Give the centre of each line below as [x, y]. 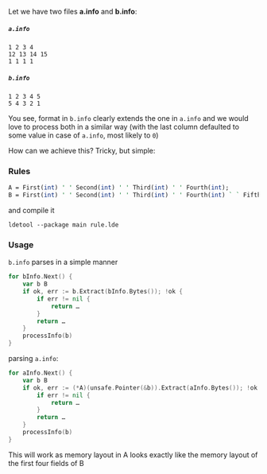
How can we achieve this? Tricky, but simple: [82, 150]
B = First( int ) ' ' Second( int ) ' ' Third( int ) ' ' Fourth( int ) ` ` [124, 195]
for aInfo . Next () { [41, 373]
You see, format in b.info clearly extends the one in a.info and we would [128, 118]
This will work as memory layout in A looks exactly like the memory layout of [133, 455]
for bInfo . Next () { [41, 277]
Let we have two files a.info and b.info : [73, 12]
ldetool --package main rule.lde [64, 225]
